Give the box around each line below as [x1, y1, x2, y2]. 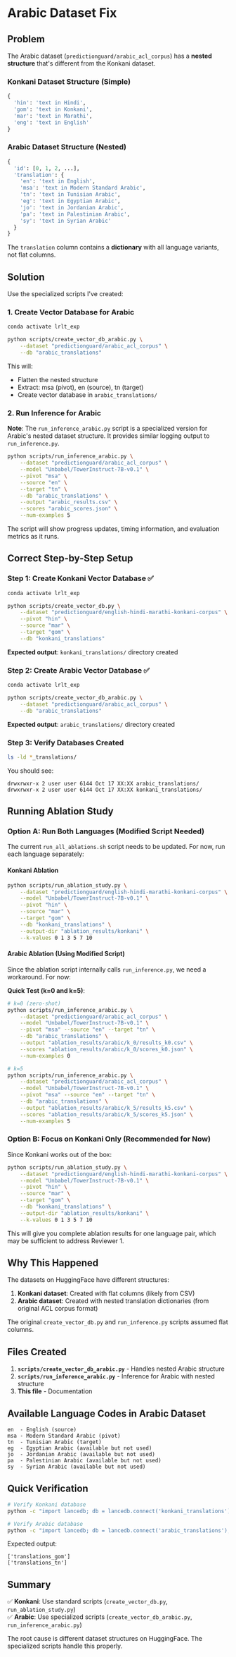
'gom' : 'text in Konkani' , [13, 106, 93, 114]
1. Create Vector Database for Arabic [7, 307, 135, 317]
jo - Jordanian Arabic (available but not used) [7, 1451, 156, 1458]
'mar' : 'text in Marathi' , [13, 112, 93, 119]
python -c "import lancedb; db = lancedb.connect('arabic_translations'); [7, 1527, 231, 1534]
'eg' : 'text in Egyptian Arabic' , [20, 197, 121, 205]
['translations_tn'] [7, 1560, 68, 1567]
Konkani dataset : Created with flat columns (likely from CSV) [17, 1289, 195, 1298]
